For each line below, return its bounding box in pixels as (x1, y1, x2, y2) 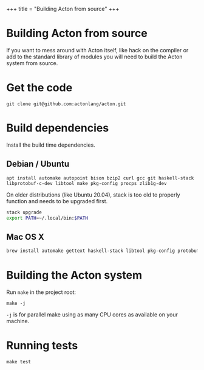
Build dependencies (6, 121, 109, 135)
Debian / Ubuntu (6, 159, 70, 169)
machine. (6, 318, 30, 324)
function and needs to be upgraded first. (6, 197, 108, 204)
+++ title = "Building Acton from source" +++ (6, 5, 120, 12)
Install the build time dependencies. (6, 141, 95, 148)
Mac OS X (6, 231, 44, 242)
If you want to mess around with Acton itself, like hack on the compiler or (6, 46, 189, 54)
